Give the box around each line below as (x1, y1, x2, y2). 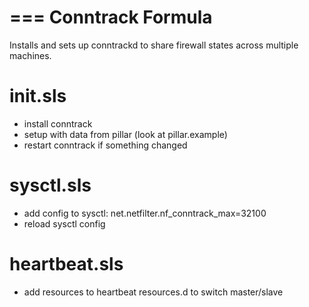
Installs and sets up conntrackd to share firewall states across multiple (9, 39, 299, 51)
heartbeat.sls (9, 253, 124, 275)
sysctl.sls (9, 174, 92, 197)
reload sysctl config (23, 217, 106, 230)
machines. (9, 49, 52, 61)
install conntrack (23, 117, 93, 130)
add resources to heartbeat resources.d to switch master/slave (23, 286, 284, 298)
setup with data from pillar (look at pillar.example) (23, 128, 228, 140)
